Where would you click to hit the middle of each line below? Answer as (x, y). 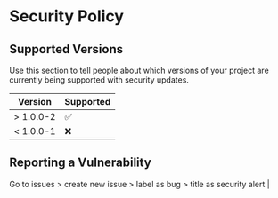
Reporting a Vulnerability (80, 163)
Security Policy (67, 16)
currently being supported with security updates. (99, 80)
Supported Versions (66, 49)
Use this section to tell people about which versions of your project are (139, 70)
